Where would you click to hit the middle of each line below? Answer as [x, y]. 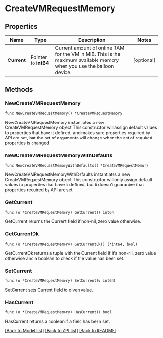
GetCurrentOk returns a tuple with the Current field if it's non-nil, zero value [81, 253]
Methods [19, 89]
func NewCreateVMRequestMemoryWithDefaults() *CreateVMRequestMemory [77, 165]
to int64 [40, 63]
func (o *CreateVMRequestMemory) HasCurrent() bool [58, 312]
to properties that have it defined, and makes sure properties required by [78, 132]
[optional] [144, 60]
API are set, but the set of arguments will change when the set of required [79, 138]
